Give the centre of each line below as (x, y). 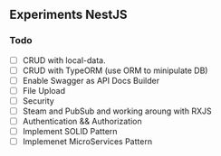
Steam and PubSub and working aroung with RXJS (117, 111)
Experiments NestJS (69, 15)
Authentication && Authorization (82, 122)
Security (38, 101)
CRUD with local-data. (64, 60)
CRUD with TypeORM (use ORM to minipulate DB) (115, 70)
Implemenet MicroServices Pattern (87, 142)
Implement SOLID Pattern (70, 132)
